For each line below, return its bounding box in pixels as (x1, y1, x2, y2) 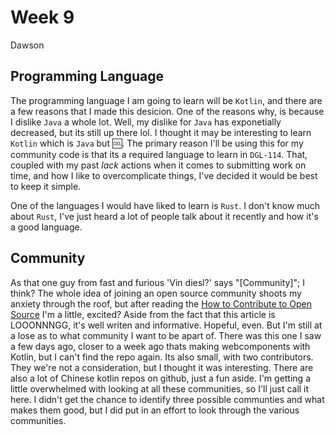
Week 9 (10, 6, 75, 29)
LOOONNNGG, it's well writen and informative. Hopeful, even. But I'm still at (10, 319, 323, 331)
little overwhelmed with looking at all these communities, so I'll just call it (10, 382, 310, 395)
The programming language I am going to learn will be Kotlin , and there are (10, 94, 323, 106)
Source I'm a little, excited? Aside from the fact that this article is (10, 308, 276, 320)
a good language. (10, 221, 83, 233)
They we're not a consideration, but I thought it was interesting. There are (10, 361, 314, 373)
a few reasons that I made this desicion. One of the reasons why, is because (10, 105, 325, 117)
